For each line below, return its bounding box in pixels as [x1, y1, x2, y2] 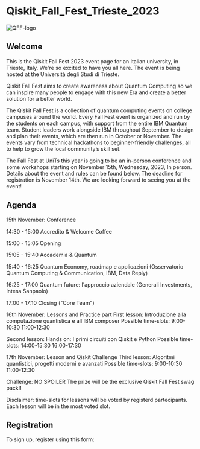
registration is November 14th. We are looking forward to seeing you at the [6, 176, 191, 183]
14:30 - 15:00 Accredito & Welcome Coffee [6, 228, 113, 235]
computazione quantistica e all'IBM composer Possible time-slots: [6, 317, 170, 324]
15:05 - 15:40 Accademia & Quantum [6, 251, 98, 258]
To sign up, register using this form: [6, 436, 95, 443]
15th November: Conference [6, 216, 77, 223]
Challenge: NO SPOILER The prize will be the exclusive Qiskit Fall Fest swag [6, 378, 195, 385]
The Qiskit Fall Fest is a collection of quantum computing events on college [6, 107, 193, 114]
